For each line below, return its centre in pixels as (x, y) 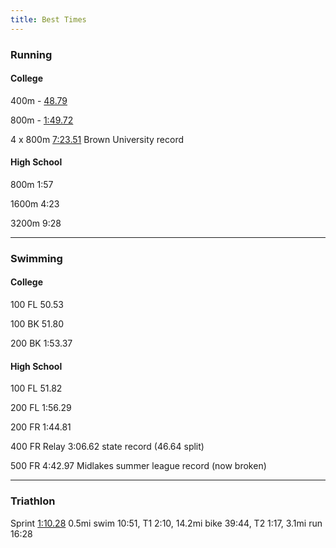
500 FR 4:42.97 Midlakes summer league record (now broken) (138, 466)
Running (31, 54)
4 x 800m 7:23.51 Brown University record (97, 139)
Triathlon (33, 501)
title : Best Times (48, 19)
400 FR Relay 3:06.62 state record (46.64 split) (107, 447)
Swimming (36, 258)
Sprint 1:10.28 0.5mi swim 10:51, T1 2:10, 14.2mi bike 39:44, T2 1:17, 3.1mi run (166, 523)
